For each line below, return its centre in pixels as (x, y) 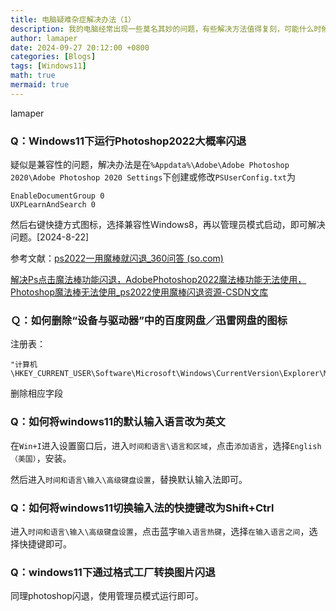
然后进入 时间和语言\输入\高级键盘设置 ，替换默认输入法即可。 (129, 479)
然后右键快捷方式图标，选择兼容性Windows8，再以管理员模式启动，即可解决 (168, 225)
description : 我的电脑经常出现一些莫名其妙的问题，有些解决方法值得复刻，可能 (155, 29)
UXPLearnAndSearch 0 (53, 205)
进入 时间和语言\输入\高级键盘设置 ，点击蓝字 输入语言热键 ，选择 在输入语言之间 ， (160, 531)
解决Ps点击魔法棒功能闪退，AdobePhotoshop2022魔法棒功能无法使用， (158, 280)
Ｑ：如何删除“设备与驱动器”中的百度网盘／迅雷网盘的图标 (149, 320)
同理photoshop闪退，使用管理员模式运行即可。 (107, 596)
